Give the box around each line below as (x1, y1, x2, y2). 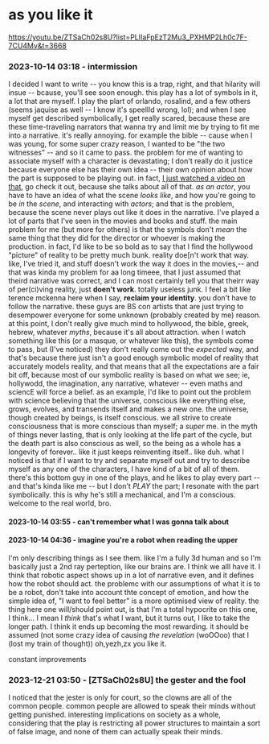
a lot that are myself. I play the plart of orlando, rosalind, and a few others (8, 97, 251, 106)
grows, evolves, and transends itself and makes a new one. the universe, (8, 404, 249, 414)
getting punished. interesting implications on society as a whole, (8, 710, 221, 720)
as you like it (8, 6, 94, 24)
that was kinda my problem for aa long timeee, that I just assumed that (8, 267, 241, 277)
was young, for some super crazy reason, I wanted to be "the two (8, 139, 226, 149)
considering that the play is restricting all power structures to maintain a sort (8, 718, 261, 728)
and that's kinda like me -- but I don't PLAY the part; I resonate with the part (8, 482, 259, 491)
